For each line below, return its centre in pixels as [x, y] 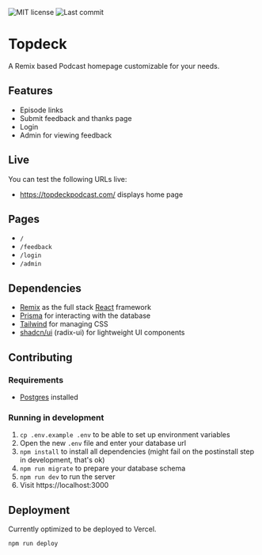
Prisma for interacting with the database [85, 315]
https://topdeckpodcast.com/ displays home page [101, 194]
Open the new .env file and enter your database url [103, 444]
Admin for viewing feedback [66, 135]
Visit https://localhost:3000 [64, 485]
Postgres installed [49, 397]
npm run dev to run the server [68, 477]
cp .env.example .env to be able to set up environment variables [125, 435]
